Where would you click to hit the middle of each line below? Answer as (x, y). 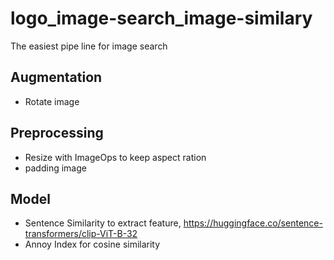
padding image (55, 168)
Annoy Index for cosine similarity (92, 244)
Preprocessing (57, 133)
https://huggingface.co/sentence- (253, 223)
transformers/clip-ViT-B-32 (81, 234)
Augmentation (56, 77)
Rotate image (52, 101)
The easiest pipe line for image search (89, 46)
